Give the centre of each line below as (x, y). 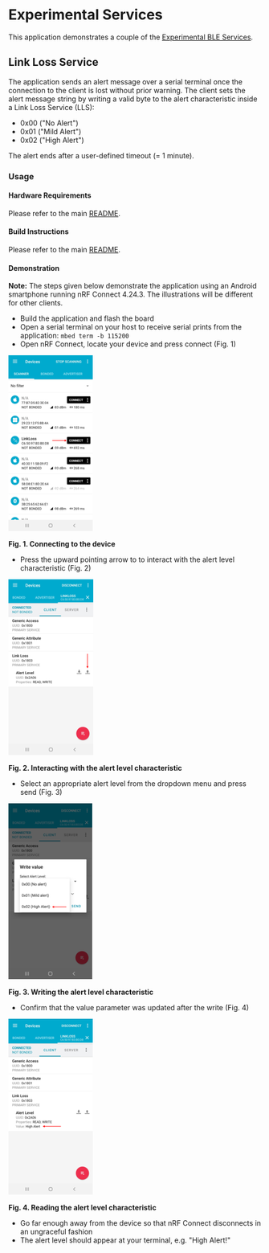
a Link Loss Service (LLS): (51, 107)
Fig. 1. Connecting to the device (62, 544)
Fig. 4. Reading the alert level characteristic (82, 1208)
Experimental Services (86, 15)
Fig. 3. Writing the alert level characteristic (81, 992)
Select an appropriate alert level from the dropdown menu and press (133, 784)
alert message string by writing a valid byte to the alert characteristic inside (133, 99)
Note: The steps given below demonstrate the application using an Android (132, 286)
